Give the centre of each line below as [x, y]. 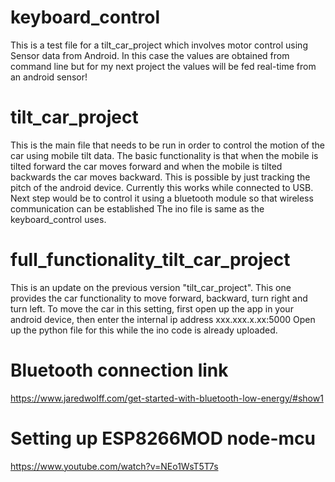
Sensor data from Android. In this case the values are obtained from [150, 55]
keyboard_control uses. [58, 219]
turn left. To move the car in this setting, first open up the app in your [152, 308]
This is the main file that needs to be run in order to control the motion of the [167, 145]
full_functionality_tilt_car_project [150, 260]
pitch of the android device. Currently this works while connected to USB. [162, 187]
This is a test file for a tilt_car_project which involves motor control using [159, 45]
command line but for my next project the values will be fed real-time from [163, 66]
